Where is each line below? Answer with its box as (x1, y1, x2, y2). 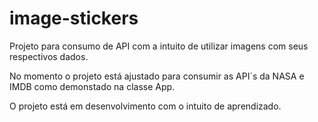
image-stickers (9, 7, 139, 30)
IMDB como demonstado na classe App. (9, 80, 176, 92)
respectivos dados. (9, 50, 89, 62)
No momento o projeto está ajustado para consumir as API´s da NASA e (9, 70, 305, 82)
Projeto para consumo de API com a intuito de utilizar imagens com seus (9, 40, 309, 52)
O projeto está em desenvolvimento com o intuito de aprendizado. (9, 100, 282, 112)
